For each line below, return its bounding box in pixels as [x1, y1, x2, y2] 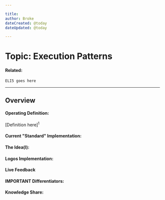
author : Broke [5, 16, 34, 21]
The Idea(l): [5, 144, 29, 150]
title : [5, 11, 19, 16]
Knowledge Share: [5, 189, 44, 195]
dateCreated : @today [5, 21, 48, 26]
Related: [5, 67, 23, 73]
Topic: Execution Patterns [5, 51, 113, 62]
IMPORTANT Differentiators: [5, 178, 64, 184]
